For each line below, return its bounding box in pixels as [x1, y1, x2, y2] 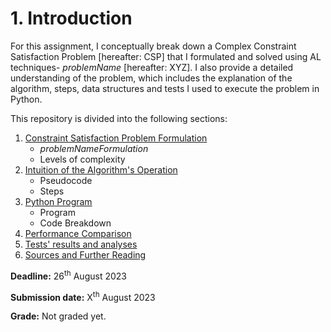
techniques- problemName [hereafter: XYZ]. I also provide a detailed [10, 61, 294, 73]
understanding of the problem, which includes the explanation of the [10, 72, 293, 84]
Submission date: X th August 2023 [10, 289, 156, 303]
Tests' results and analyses [24, 238, 138, 250]
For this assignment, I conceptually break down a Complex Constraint [10, 40, 297, 52]
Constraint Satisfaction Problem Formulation [24, 132, 208, 144]
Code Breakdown [39, 217, 112, 229]
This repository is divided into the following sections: [10, 112, 228, 124]
